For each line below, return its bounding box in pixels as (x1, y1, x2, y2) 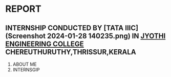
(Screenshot (5, 31, 46, 40)
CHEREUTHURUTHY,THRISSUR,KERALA (5, 47, 137, 56)
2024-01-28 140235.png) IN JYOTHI (47, 31, 166, 40)
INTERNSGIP (12, 67, 40, 72)
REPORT (5, 3, 42, 15)
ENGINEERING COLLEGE (5, 40, 84, 48)
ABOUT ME (12, 61, 37, 67)
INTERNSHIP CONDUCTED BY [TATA (5, 24, 124, 32)
